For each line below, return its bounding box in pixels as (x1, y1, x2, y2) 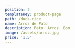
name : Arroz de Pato (5, 21, 48, 26)
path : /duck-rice (5, 16, 41, 21)
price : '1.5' (5, 35, 32, 40)
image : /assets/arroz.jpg (5, 30, 59, 35)
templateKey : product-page (5, 12, 61, 17)
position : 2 (5, 7, 30, 12)
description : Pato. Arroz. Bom (5, 26, 70, 31)
